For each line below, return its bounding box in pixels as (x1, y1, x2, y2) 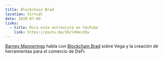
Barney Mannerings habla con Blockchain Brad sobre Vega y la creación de (5, 43, 159, 49)
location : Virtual (5, 12, 43, 17)
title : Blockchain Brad (5, 7, 54, 12)
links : (5, 20, 19, 26)
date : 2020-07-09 (5, 16, 41, 21)
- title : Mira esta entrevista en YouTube (9, 25, 98, 30)
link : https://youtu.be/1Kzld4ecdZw (14, 30, 90, 35)
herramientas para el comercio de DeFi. (5, 48, 86, 54)
